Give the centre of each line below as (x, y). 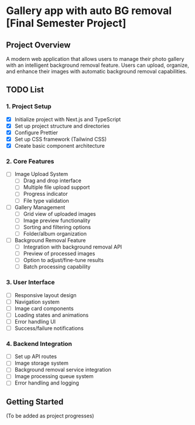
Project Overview (38, 45)
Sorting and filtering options (57, 227)
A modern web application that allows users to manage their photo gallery (95, 59)
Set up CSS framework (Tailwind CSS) (61, 139)
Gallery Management (40, 207)
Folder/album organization (55, 233)
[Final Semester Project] (66, 23)
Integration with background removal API (73, 247)
